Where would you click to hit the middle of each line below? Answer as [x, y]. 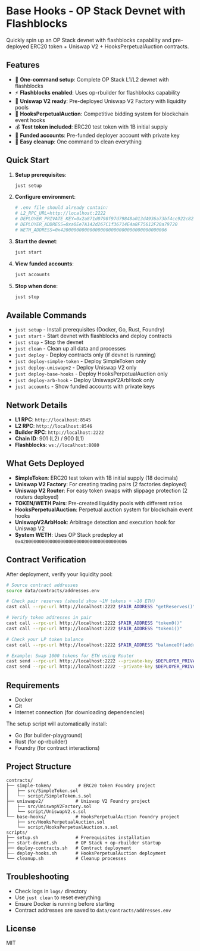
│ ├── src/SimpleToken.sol [42, 791]
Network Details [37, 405]
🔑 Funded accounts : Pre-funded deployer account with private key [97, 135]
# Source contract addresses [42, 585]
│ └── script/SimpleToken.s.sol [49, 796]
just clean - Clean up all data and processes [70, 349]
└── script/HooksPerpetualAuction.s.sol [68, 827]
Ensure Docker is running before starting [65, 903]
